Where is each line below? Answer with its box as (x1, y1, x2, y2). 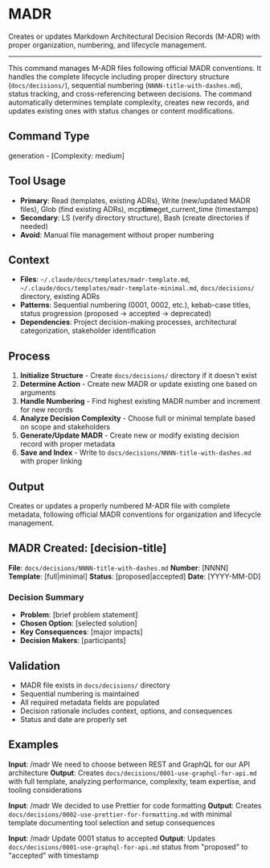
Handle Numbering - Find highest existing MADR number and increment (19, 397, 261, 406)
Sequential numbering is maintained (19, 688, 139, 698)
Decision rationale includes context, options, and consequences (19, 706, 233, 716)
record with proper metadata (19, 439, 116, 449)
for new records (19, 405, 74, 415)
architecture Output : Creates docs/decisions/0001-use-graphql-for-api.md (8, 767, 257, 778)
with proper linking (19, 456, 83, 466)
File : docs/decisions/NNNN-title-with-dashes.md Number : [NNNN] (8, 563, 229, 572)
